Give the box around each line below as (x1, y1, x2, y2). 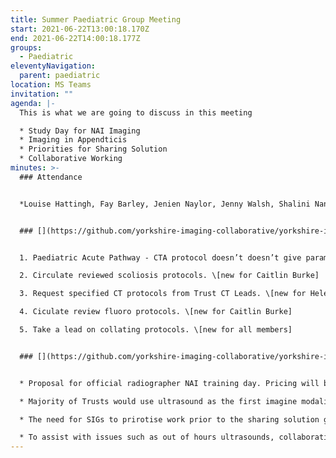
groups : (10, 42, 43, 53)
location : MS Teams (10, 80, 92, 90)
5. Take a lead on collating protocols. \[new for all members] (19, 325, 293, 335)
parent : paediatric (19, 71, 101, 81)
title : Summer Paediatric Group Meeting (10, 14, 182, 25)
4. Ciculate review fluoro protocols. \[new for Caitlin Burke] (19, 307, 293, 317)
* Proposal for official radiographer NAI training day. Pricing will (19, 378, 320, 388)
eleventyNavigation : (10, 61, 97, 71)
